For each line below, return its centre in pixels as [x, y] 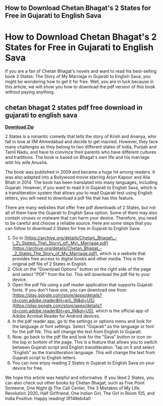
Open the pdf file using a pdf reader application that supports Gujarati [82, 285]
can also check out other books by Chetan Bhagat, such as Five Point [75, 383]
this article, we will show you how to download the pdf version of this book [80, 87]
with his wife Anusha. [27, 163]
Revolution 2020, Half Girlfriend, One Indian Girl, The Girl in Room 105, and [80, 393]
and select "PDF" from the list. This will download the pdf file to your [81, 275]
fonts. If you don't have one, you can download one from [69, 290]
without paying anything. [30, 92]
